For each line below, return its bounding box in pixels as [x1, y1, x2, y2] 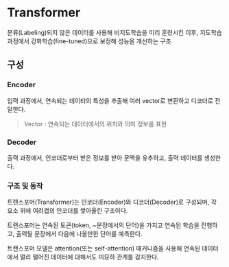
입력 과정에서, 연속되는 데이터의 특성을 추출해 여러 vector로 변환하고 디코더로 [7, 96, 214, 104]
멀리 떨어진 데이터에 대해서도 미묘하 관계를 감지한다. [19, 253, 159, 262]
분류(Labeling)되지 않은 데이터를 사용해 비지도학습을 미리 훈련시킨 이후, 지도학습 [7, 28, 223, 36]
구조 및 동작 [7, 181, 43, 190]
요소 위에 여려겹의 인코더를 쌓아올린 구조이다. [7, 207, 128, 215]
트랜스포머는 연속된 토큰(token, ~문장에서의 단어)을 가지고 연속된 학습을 [7, 221, 200, 229]
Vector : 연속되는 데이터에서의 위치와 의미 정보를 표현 [23, 119, 167, 128]
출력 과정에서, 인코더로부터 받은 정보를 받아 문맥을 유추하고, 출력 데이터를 [7, 153, 203, 162]
